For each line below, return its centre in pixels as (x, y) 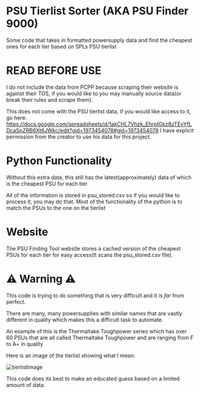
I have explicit (177, 130)
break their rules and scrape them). (50, 100)
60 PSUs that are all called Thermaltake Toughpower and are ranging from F (100, 338)
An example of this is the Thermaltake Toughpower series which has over (96, 331)
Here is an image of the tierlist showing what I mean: (71, 355)
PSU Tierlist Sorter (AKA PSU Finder (98, 11)
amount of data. (26, 385)
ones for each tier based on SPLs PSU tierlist (61, 47)
